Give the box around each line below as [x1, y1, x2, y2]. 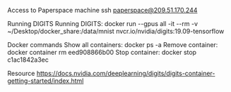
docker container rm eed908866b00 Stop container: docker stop [7, 48, 196, 56]
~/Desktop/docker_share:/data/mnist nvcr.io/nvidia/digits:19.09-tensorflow [7, 27, 225, 35]
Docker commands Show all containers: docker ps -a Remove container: [7, 41, 218, 48]
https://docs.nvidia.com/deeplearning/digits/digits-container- [36, 70, 215, 77]
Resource [7, 70, 35, 77]
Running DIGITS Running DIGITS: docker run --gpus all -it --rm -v [7, 20, 199, 27]
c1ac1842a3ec [7, 55, 49, 64]
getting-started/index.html [7, 77, 84, 85]
